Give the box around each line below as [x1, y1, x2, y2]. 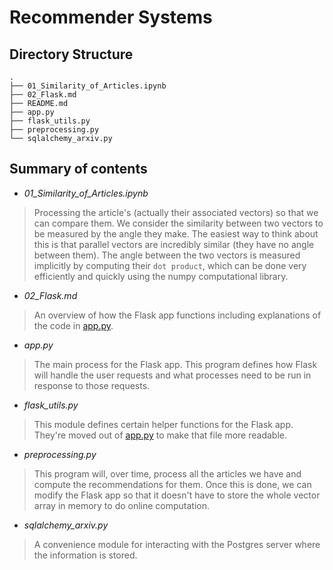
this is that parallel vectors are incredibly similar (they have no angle [33, 238, 315, 250]
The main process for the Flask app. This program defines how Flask [33, 358, 318, 370]
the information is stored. [33, 549, 138, 561]
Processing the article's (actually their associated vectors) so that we [33, 206, 319, 218]
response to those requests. [33, 379, 151, 391]
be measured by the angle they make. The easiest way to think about [33, 227, 319, 240]
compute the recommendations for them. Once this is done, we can [33, 478, 312, 490]
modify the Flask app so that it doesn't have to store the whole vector [33, 489, 321, 501]
